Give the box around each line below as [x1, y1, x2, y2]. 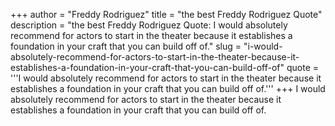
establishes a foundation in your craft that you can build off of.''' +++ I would [10, 83, 326, 94]
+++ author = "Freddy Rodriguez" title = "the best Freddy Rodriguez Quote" [10, 9, 323, 20]
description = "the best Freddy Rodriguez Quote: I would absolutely [10, 19, 288, 31]
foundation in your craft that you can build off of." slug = [10, 40, 242, 52]
